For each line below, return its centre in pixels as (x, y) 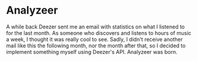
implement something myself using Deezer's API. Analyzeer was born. (92, 52)
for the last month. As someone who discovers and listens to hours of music (99, 33)
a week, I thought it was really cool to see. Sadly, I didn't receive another (95, 39)
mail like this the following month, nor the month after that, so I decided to (96, 46)
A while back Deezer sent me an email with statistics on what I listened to (96, 27)
